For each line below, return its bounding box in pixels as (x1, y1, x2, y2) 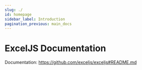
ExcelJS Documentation (4, 43, 106, 54)
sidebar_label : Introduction (4, 16, 65, 21)
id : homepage (4, 12, 32, 17)
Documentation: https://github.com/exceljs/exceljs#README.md (4, 59, 137, 65)
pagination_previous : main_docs (4, 21, 72, 26)
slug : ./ (4, 7, 23, 12)
